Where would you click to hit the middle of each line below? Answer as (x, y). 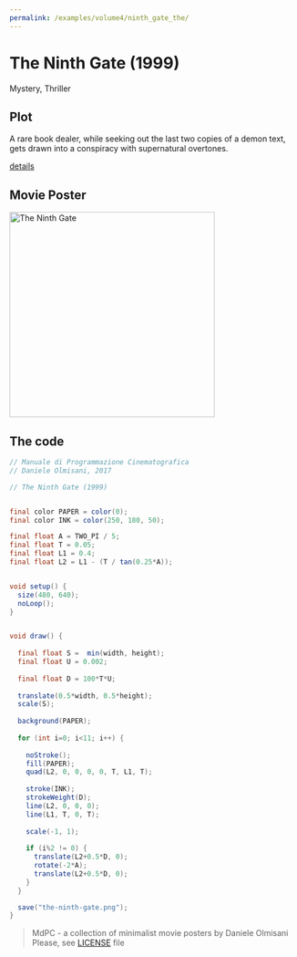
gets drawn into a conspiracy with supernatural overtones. (119, 149)
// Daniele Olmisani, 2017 (61, 471)
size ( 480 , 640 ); (48, 595)
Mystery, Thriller (40, 88)
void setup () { (38, 586)
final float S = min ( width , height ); (92, 653)
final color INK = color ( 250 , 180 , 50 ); (87, 520)
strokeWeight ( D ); (59, 797)
